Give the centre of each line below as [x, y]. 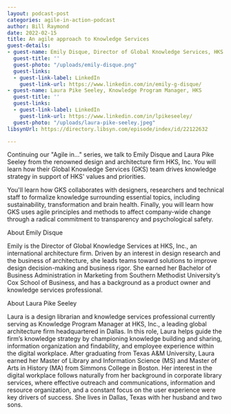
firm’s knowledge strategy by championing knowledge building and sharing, [115, 339]
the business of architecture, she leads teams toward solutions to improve [112, 261]
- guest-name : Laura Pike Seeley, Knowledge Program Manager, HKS [104, 90]
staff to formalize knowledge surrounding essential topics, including [103, 197]
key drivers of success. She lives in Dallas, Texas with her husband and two [114, 397]
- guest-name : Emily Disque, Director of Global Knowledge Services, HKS [115, 52]
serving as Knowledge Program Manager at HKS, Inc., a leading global [107, 324]
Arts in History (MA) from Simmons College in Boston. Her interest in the [110, 368]
